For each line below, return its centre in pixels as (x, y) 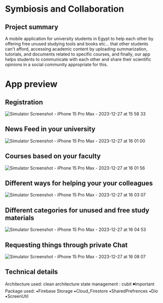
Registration (24, 102)
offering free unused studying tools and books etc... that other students (77, 44)
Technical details (32, 272)
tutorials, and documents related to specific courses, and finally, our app (78, 54)
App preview (31, 84)
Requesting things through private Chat (66, 245)
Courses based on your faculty (53, 156)
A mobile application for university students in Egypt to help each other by (79, 38)
